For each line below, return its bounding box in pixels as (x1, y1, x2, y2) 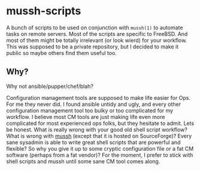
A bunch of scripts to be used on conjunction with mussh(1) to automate (6, 24, 183, 31)
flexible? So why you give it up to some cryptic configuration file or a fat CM (6, 145, 194, 152)
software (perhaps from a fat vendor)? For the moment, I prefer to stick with (6, 151, 193, 158)
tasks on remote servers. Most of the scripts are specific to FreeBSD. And (6, 30, 188, 37)
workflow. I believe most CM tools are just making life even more (6, 113, 165, 120)
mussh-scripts (6, 4, 81, 18)
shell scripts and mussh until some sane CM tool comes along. (6, 157, 160, 165)
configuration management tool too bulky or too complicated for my (6, 106, 174, 114)
